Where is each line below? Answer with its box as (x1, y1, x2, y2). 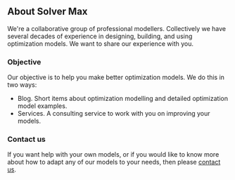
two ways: (7, 80, 37, 89)
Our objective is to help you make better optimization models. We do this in (7, 73, 225, 82)
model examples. (17, 102, 68, 110)
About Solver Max (7, 6, 88, 18)
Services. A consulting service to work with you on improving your (17, 109, 210, 118)
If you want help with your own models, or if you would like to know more (7, 150, 220, 159)
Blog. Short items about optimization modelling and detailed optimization (17, 95, 229, 103)
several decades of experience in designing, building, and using (7, 32, 193, 40)
